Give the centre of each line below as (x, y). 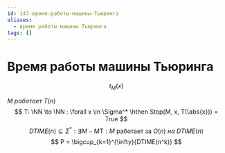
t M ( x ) (116, 87)
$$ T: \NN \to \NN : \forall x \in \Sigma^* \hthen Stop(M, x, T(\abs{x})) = (116, 112)
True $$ (116, 119)
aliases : (20, 20)
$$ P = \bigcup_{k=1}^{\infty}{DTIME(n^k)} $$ (116, 141)
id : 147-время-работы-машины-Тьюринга (63, 13)
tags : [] (20, 33)
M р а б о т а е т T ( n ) (31, 101)
